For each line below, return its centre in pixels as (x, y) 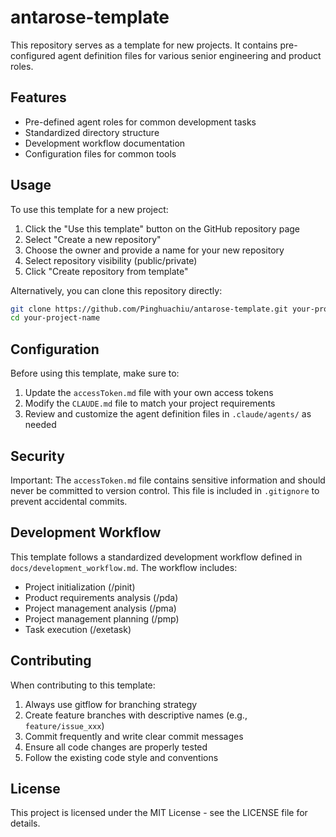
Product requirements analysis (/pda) (101, 597)
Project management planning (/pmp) (102, 618)
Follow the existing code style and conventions (121, 757)
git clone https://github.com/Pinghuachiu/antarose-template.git (149, 309)
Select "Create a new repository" (93, 239)
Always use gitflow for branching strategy (111, 704)
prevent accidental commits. (69, 501)
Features (38, 97)
